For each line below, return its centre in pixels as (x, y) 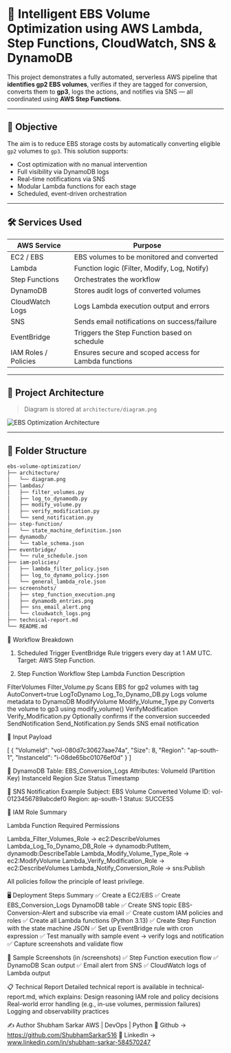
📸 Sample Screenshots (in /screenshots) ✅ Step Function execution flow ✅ (113, 957)
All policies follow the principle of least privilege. (76, 881)
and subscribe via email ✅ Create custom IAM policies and (140, 913)
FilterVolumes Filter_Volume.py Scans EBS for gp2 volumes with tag (103, 687)
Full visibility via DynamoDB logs (63, 171)
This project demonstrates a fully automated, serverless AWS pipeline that (112, 77)
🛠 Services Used (45, 223)
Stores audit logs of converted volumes (137, 290)
